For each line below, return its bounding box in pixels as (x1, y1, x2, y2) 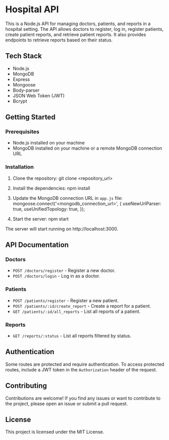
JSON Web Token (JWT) (12, 92, 65, 98)
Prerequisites (5, 128, 39, 135)
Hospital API (5, 4, 59, 15)
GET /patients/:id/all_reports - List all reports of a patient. (12, 308, 141, 315)
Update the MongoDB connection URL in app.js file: (12, 195, 123, 201)
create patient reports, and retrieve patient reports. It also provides (5, 31, 146, 37)
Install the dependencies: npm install (12, 185, 91, 191)
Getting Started (5, 113, 56, 121)
